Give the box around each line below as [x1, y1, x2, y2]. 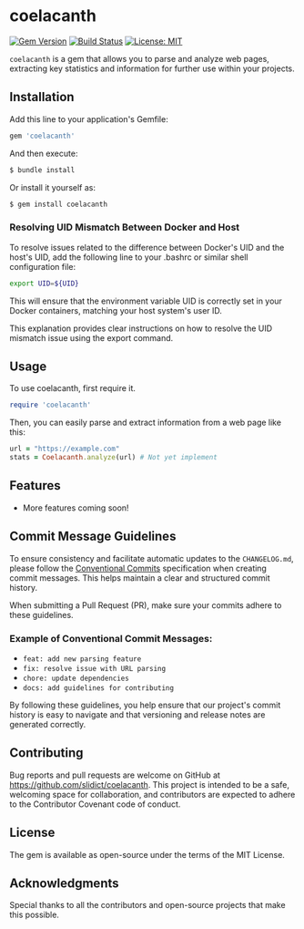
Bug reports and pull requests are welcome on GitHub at [9, 769, 221, 780]
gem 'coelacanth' [9, 131, 76, 140]
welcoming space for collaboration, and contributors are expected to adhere [9, 789, 296, 800]
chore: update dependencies [22, 674, 129, 683]
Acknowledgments [9, 875, 120, 891]
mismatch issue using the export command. [9, 332, 174, 343]
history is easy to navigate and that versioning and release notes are [9, 708, 266, 720]
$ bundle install [9, 165, 76, 174]
